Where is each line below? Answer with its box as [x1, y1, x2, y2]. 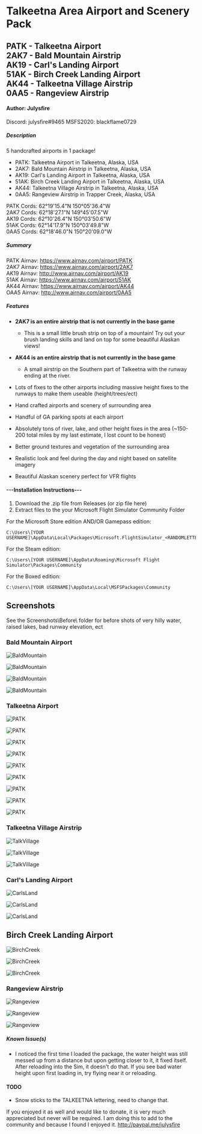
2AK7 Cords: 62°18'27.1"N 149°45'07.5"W [6, 209, 109, 216]
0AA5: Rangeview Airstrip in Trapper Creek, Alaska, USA [14, 191, 155, 198]
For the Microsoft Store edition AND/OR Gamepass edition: [6, 517, 151, 525]
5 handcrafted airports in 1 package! [6, 147, 96, 154]
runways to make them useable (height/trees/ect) [14, 390, 138, 397]
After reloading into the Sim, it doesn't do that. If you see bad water [14, 1063, 182, 1070]
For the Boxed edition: [6, 573, 61, 580]
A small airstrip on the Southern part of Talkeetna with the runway [23, 365, 188, 372]
